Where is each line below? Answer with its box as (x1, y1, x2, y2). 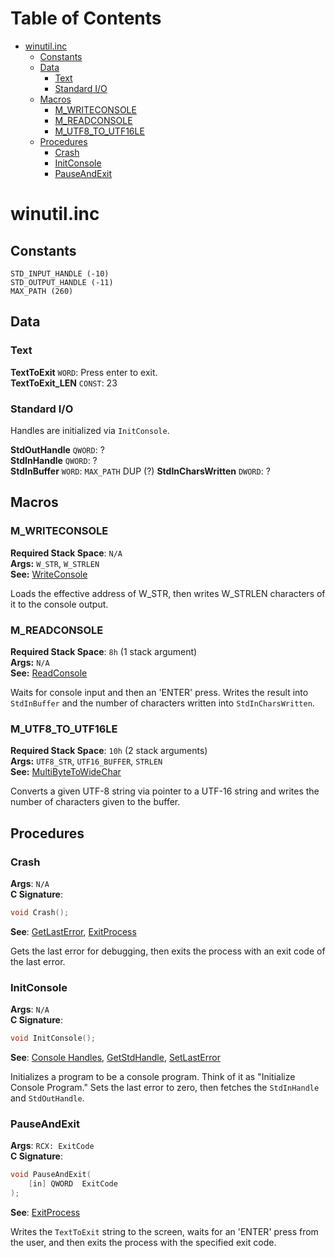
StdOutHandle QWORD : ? (10, 443, 105, 456)
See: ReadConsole (10, 667, 88, 679)
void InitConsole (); (10, 1033, 97, 1044)
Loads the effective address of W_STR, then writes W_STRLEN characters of (10, 587, 326, 599)
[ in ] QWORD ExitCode (28, 1179, 118, 1189)
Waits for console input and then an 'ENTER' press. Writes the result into (10, 686, 309, 698)
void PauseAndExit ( (10, 1170, 92, 1180)
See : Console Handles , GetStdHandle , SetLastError (10, 1051, 221, 1063)
